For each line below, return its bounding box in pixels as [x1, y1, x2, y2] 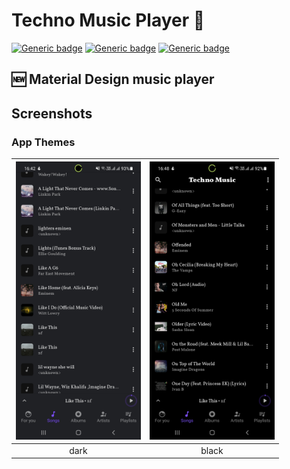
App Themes [11, 135, 76, 149]
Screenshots [11, 105, 93, 122]
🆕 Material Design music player [11, 71, 215, 88]
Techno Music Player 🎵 [11, 9, 206, 32]
